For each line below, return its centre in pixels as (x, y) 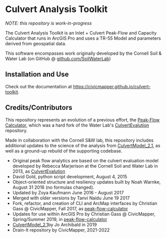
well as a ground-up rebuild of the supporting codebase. (64, 151)
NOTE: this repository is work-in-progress (49, 23)
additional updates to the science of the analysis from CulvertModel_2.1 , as (83, 145)
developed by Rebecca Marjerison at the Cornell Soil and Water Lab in (85, 166)
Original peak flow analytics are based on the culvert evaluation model (86, 160)
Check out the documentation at (38, 86)
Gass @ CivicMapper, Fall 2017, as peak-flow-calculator (70, 208)
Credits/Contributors (39, 108)
